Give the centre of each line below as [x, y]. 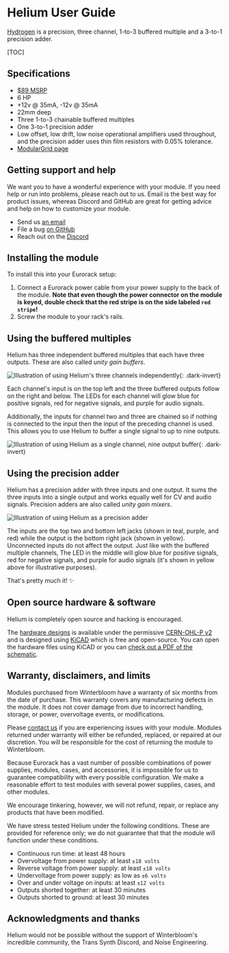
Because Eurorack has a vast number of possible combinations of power [109, 762]
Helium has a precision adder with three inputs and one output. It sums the [112, 490]
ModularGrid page [43, 148]
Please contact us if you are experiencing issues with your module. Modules [114, 727]
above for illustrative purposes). [52, 567]
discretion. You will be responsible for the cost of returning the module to [110, 742]
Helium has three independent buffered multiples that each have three [106, 355]
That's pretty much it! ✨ [41, 580]
